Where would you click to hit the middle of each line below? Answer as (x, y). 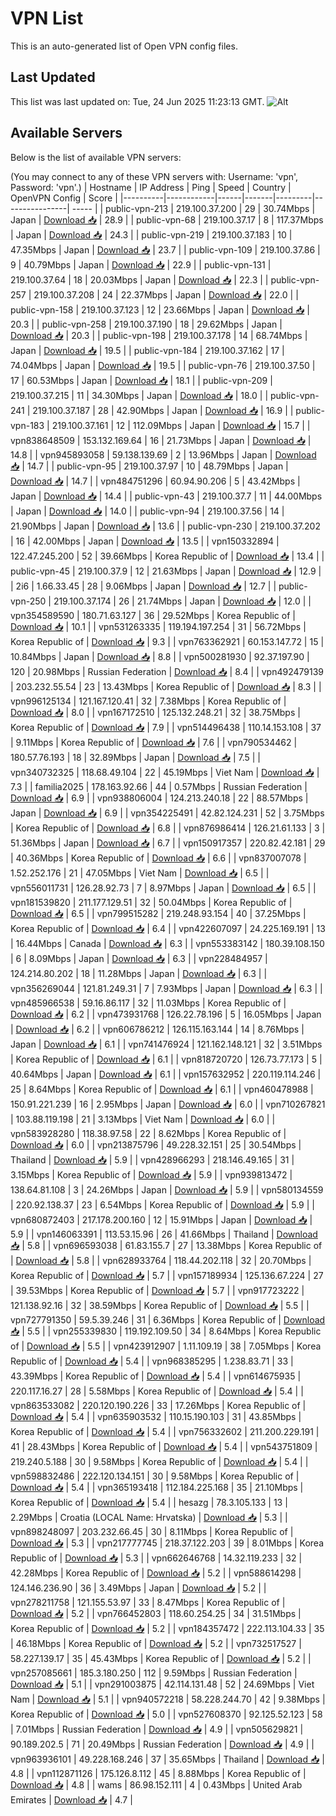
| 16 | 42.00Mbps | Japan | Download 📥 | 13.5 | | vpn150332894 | (145, 541)
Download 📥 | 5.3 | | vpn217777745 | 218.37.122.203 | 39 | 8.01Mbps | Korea (167, 1543)
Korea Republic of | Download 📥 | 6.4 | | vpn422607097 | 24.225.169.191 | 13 (168, 928)
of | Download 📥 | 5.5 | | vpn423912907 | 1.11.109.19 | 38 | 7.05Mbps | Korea (166, 1346)
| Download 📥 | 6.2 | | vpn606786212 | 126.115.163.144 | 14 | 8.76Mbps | (157, 1029)
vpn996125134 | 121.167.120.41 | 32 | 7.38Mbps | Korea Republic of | (148, 701)
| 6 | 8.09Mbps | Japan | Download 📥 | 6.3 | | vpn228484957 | (139, 958)
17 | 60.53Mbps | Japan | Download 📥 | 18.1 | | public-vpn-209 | (141, 380)
